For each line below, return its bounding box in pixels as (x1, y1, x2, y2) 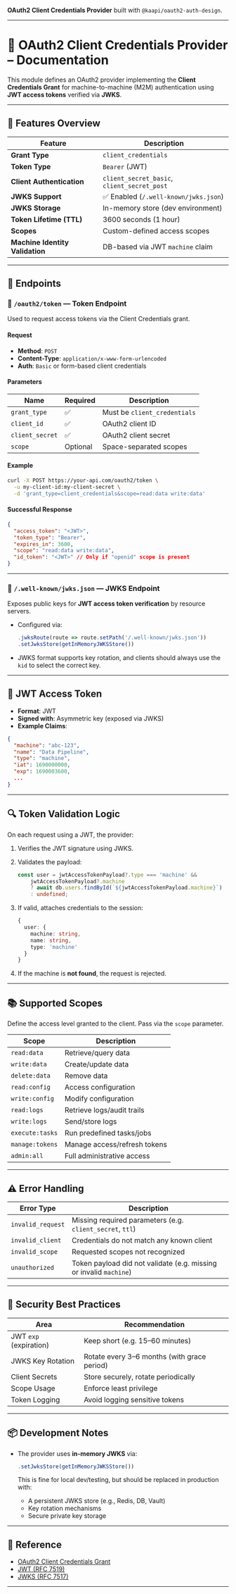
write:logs (11, 1118, 47, 1126)
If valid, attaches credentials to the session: (17, 904, 144, 912)
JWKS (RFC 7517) (17, 1572, 69, 1581)
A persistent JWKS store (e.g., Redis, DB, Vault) (27, 1497, 166, 1505)
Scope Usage (11, 1383, 55, 1393)
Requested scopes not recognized (71, 1247, 185, 1257)
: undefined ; (30, 891, 69, 898)
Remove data (64, 1071, 108, 1081)
